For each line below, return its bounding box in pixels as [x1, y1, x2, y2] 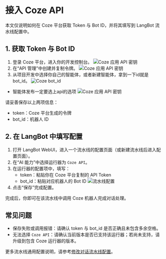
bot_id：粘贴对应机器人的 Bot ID [20, 178, 87, 184]
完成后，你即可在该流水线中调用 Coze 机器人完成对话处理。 [5, 195, 129, 201]
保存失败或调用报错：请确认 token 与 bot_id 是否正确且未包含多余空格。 [12, 225, 161, 231]
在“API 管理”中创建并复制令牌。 [12, 65, 78, 71]
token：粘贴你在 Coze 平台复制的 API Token [20, 171, 112, 178]
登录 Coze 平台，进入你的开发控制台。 [12, 59, 92, 65]
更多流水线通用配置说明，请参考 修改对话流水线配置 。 [5, 248, 116, 254]
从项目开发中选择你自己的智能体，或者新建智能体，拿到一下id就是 [12, 71, 149, 77]
